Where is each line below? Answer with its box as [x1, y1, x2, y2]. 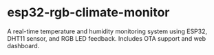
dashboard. [7, 41, 40, 50]
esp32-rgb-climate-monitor [7, 5, 170, 20]
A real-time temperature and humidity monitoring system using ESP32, [7, 27, 208, 35]
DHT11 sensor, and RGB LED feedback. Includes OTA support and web [7, 34, 206, 42]
